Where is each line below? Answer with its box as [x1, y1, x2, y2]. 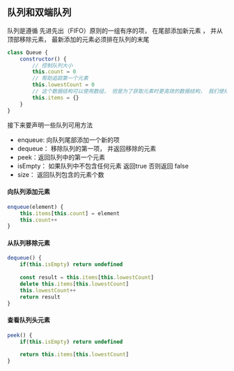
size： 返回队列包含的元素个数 [17, 170, 104, 179]
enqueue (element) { [7, 203, 64, 210]
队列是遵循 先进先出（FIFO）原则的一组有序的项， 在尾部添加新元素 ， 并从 [7, 26, 223, 35]
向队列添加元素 [7, 187, 50, 196]
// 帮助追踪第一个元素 [32, 75, 88, 82]
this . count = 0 [32, 68, 77, 75]
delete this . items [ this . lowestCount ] [19, 281, 130, 287]
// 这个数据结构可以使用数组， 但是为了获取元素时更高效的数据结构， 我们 [32, 88, 219, 95]
